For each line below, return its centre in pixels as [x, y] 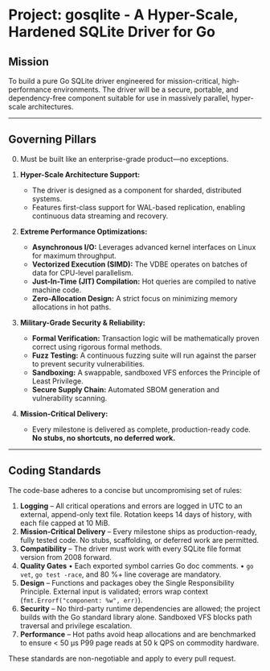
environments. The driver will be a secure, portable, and [146, 89]
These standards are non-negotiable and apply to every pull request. [122, 658]
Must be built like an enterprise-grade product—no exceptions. [124, 159]
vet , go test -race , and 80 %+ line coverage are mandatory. [121, 574]
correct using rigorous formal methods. [97, 346]
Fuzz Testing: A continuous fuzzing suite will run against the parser [144, 355]
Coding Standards [55, 471]
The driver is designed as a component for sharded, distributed [137, 190]
